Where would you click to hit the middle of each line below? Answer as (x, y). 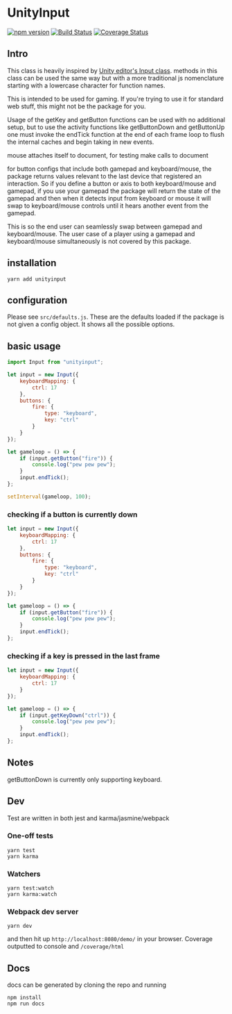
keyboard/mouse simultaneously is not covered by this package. (99, 241)
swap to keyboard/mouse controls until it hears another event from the (108, 206)
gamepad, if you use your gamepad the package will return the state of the (114, 191)
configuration (37, 300)
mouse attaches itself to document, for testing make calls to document (108, 155)
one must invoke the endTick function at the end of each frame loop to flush (116, 134)
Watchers (24, 874)
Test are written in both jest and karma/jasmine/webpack (88, 818)
